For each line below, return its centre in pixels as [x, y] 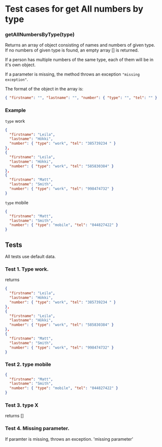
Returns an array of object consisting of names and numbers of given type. [80, 45]
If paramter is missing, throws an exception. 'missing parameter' [69, 439]
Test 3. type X [22, 405]
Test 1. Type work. [27, 269]
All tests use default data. [30, 256]
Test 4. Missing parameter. [37, 428]
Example [16, 111]
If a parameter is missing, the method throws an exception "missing [72, 74]
